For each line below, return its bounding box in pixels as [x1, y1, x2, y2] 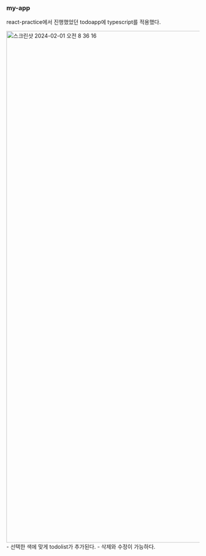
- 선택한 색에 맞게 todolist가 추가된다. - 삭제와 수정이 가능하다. [6, 543, 156, 550]
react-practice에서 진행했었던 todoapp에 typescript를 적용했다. [6, 18, 161, 26]
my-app [6, 4, 31, 12]
